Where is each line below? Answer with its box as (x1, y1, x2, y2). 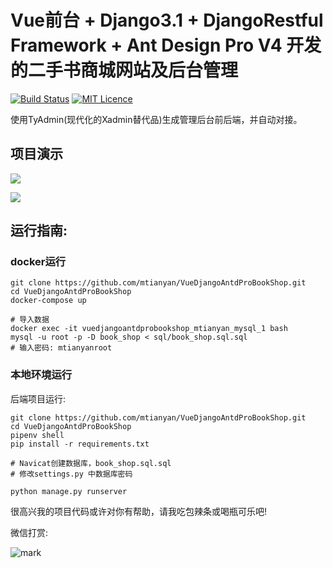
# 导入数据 (10, 315, 50, 325)
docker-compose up (10, 296, 87, 306)
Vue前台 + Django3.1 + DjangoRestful (10, 9, 324, 32)
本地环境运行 (10, 368, 73, 382)
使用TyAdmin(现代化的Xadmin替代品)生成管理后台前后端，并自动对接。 (10, 113, 303, 125)
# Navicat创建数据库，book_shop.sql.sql (10, 458, 172, 468)
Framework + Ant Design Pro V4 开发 (10, 34, 322, 57)
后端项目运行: (10, 392, 67, 405)
